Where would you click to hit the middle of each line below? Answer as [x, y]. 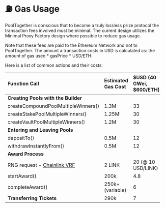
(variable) [115, 190]
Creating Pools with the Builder [45, 98]
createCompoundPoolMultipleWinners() [54, 106]
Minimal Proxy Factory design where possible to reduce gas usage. [73, 35]
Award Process [26, 154]
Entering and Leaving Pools [41, 130]
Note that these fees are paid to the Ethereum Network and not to [71, 45]
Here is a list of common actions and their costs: [54, 65]
